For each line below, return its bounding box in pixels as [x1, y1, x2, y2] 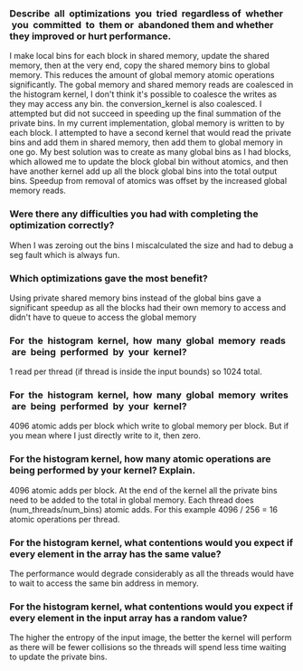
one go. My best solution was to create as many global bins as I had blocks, [9, 147, 292, 158]
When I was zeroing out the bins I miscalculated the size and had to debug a [9, 239, 294, 251]
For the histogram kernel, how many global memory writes [9, 388, 289, 401]
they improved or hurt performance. [9, 30, 172, 43]
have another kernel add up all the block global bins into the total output [9, 166, 278, 177]
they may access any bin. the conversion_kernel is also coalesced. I [9, 99, 262, 110]
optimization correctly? [9, 219, 115, 232]
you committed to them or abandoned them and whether [11, 18, 274, 31]
